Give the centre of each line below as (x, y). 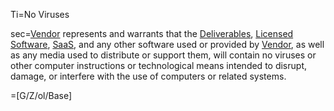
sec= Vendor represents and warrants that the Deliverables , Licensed (152, 33)
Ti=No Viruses (40, 14)
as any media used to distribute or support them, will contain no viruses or (163, 55)
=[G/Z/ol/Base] (41, 95)
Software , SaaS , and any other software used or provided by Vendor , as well (167, 44)
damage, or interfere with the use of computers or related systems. (148, 76)
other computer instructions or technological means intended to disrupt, (158, 65)
